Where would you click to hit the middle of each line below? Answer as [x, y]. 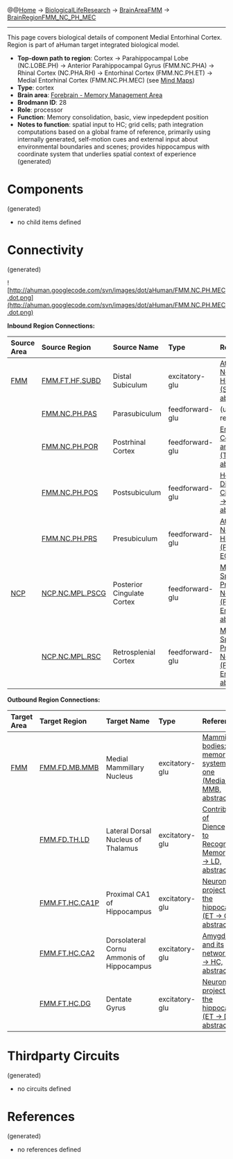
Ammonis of [126, 957]
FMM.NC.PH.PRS [69, 539]
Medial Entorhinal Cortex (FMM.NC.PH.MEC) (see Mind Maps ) [106, 80]
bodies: [214, 745]
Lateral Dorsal [129, 831]
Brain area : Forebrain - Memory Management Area [90, 95]
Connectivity [45, 250]
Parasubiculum [137, 414]
